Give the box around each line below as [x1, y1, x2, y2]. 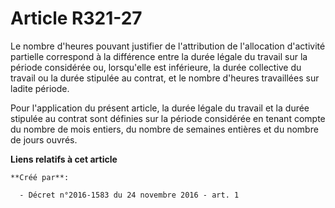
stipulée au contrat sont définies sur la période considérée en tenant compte [10, 112, 326, 124]
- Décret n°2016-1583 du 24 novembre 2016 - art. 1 [19, 190, 240, 200]
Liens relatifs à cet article [10, 153, 118, 165]
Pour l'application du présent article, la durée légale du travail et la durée [10, 102, 310, 114]
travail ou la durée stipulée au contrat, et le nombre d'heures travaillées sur [10, 72, 320, 84]
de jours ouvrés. [10, 133, 78, 146]
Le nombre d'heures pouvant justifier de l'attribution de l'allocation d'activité [10, 40, 326, 52]
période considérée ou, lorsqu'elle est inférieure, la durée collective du [10, 61, 302, 73]
